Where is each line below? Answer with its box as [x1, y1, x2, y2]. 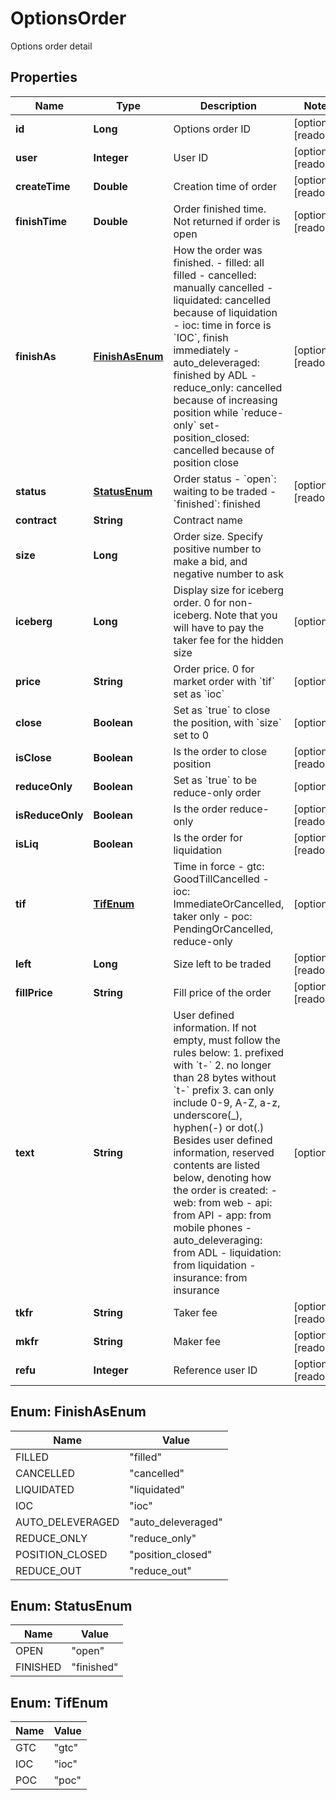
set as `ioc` [173, 687, 225, 701]
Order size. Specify [173, 529, 264, 543]
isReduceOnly [15, 808, 84, 822]
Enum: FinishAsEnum [10, 1403, 147, 1421]
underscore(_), [173, 1108, 243, 1122]
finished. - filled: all [173, 255, 265, 269]
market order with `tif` [173, 674, 276, 688]
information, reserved [173, 1145, 275, 1159]
